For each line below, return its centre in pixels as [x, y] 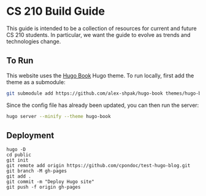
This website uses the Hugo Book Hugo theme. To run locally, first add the [100, 76]
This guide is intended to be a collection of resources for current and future [102, 28]
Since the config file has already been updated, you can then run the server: [103, 105]
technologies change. [34, 41]
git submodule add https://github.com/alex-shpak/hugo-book [85, 93]
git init [17, 160]
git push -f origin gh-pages [44, 187]
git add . [19, 176]
